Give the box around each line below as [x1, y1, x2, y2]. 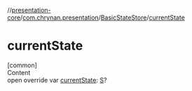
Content [7, 68, 31, 76]
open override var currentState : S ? [7, 76, 107, 84]
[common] [7, 61, 37, 69]
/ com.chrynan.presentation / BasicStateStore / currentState [20, 13, 186, 22]
